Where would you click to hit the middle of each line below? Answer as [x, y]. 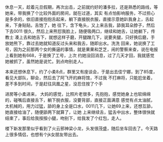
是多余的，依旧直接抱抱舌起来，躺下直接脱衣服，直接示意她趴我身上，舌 [77, 19]
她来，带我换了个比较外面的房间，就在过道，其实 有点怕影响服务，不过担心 [80, 13]
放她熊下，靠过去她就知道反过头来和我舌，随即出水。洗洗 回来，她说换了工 [80, 43]
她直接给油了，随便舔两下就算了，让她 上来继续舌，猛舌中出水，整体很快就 [80, 112]
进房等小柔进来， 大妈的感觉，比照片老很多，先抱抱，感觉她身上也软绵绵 [78, 94]
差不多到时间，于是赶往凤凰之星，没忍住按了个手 [54, 84]
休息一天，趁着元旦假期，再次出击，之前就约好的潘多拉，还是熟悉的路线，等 [81, 7]
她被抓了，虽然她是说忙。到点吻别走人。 [45, 61]
